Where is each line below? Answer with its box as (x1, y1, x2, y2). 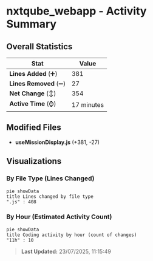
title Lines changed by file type (6, 193, 94, 200)
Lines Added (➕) (9, 70, 58, 78)
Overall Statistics (6, 41, 73, 52)
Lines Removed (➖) (9, 80, 66, 87)
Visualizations (6, 156, 62, 166)
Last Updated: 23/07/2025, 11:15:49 (21, 248, 111, 255)
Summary (6, 17, 56, 31)
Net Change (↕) (9, 89, 56, 98)
